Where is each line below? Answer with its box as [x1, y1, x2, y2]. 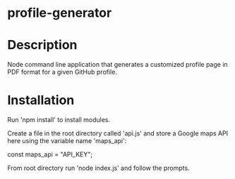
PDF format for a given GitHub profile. [7, 68, 118, 77]
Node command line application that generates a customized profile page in [7, 60, 228, 69]
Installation [7, 93, 75, 108]
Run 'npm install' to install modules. [7, 116, 111, 124]
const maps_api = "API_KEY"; [7, 150, 93, 159]
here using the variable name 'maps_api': [7, 137, 127, 145]
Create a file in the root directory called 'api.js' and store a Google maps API [7, 129, 228, 138]
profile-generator [7, 5, 112, 21]
